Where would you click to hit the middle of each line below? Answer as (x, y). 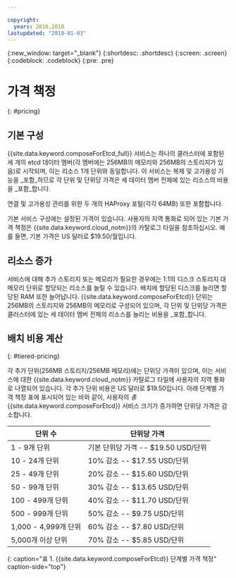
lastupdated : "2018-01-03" (47, 33)
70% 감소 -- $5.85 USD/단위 (136, 540)
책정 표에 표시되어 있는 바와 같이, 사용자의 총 (76, 397)
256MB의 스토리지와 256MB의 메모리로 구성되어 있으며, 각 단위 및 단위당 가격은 (117, 305)
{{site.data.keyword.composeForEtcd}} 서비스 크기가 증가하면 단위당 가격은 (114, 405)
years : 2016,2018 (39, 26)
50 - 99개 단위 (35, 487)
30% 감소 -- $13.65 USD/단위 (138, 487)
